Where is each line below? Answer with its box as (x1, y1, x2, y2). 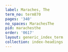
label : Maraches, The (5, 7, 50, 12)
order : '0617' (5, 30, 35, 35)
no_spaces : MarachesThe (5, 21, 55, 26)
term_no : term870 (5, 12, 41, 17)
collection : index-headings (5, 40, 64, 45)
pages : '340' (5, 16, 32, 21)
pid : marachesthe (5, 26, 41, 31)
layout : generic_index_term (5, 35, 64, 40)
